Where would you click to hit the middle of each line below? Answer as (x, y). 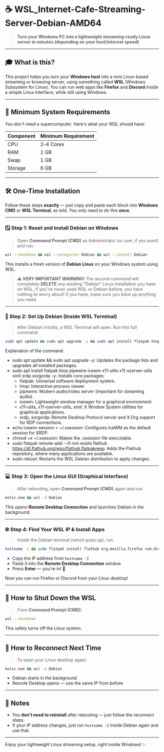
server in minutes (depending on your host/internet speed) (78, 42)
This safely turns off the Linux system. (43, 628)
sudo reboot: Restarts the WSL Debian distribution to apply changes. (81, 459)
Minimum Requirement (67, 136)
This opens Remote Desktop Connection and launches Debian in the (74, 507)
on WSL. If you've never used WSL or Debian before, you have (80, 289)
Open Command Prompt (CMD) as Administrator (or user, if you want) (88, 240)
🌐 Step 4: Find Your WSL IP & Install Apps (55, 529)
